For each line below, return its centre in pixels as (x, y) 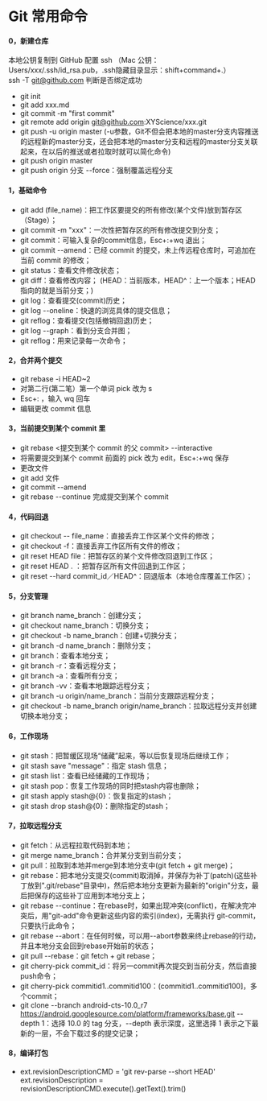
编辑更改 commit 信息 (55, 408)
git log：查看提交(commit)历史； (73, 300)
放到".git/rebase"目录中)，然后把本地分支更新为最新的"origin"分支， (140, 885)
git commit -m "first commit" (67, 113)
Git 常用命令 (48, 16)
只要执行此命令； (48, 926)
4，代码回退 (29, 517)
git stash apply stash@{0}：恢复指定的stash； (97, 796)
